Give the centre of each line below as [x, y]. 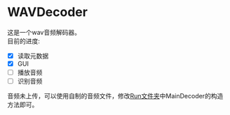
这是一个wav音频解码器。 [44, 32]
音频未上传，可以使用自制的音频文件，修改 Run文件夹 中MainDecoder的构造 [115, 96]
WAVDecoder [47, 12]
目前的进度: [24, 41]
